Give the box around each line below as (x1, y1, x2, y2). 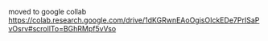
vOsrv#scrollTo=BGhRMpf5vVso (8, 24, 117, 33)
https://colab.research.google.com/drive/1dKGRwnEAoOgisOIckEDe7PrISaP (8, 15, 260, 25)
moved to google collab (8, 7, 87, 16)
